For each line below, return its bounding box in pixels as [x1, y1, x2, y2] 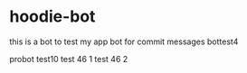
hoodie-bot [9, 6, 96, 27]
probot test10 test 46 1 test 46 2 [9, 53, 128, 64]
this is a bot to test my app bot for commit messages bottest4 [9, 36, 239, 47]
